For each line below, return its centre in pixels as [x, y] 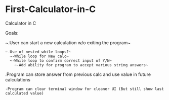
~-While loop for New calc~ [39, 56]
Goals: [12, 33]
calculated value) [25, 93]
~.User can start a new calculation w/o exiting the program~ [68, 42]
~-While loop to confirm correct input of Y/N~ [61, 61]
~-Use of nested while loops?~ [38, 52]
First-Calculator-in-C [51, 9]
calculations [18, 79]
